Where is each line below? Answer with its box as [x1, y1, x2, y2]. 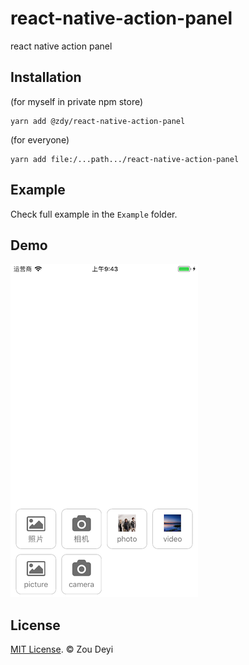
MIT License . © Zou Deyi [10, 643, 114, 656]
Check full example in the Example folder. [10, 208, 178, 220]
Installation [10, 69, 82, 86]
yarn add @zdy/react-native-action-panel [10, 116, 186, 126]
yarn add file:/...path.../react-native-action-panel [10, 154, 240, 164]
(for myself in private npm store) [10, 95, 144, 107]
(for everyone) [10, 133, 70, 146]
